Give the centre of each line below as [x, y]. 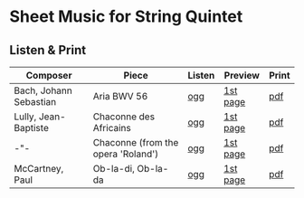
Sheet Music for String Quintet [126, 17]
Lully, [25, 117]
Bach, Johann [43, 90]
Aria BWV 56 [120, 96]
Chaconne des [124, 117]
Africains [112, 128]
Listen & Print [48, 50]
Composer [49, 75]
